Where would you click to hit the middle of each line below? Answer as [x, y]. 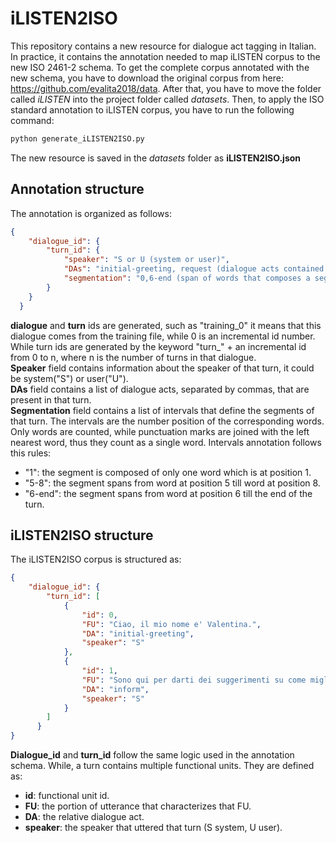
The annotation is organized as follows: [91, 213]
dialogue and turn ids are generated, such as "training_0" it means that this [166, 325]
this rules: [31, 453]
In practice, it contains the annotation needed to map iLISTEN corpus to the [165, 56]
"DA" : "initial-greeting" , [138, 633]
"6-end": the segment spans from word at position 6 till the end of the [168, 493]
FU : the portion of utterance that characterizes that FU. [138, 806]
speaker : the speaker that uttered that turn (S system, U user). [153, 828]
